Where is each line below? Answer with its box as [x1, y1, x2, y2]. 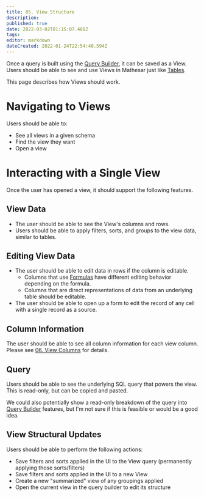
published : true [6, 20, 47, 26]
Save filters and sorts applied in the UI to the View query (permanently [15, 457, 192, 465]
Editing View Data [6, 251, 76, 261]
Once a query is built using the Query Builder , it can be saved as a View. [6, 59, 187, 67]
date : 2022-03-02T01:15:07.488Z [6, 26, 88, 32]
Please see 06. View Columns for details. [6, 347, 109, 354]
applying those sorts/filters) [15, 464, 85, 471]
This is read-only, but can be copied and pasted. [6, 387, 128, 394]
